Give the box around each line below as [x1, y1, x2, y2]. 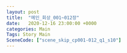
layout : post [6, 9, 40, 15]
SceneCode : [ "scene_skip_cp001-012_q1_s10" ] [6, 37, 122, 43]
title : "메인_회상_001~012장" [6, 15, 79, 21]
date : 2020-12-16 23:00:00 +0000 [6, 20, 97, 26]
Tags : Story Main [6, 32, 51, 38]
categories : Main [6, 26, 51, 32]
